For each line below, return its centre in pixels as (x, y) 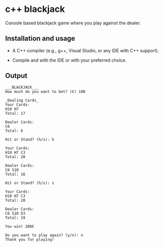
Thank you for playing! (30, 240)
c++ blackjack (35, 9)
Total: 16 (15, 174)
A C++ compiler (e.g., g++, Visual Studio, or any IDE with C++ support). (85, 50)
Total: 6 (14, 131)
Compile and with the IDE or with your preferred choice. (69, 60)
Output (16, 76)
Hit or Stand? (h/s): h (30, 139)
